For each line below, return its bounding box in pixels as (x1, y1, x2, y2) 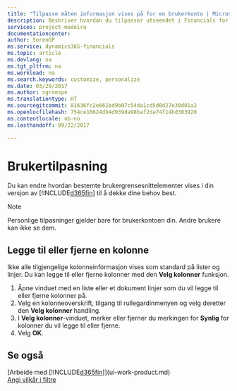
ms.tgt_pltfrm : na (7, 63, 61, 70)
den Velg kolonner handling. (17, 306, 101, 315)
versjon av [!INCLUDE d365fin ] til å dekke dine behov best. (7, 189, 177, 197)
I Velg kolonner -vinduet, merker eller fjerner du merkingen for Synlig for (17, 314, 229, 323)
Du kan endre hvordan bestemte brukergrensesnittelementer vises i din (7, 181, 214, 190)
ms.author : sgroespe (7, 89, 68, 96)
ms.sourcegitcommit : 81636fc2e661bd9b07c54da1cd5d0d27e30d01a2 (7, 102, 197, 109)
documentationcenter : (7, 30, 71, 37)
